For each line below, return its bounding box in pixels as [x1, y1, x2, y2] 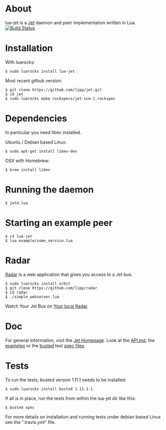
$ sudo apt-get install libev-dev [5, 149, 78, 154]
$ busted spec [5, 405, 35, 410]
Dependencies [5, 113, 67, 124]
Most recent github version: [5, 77, 63, 83]
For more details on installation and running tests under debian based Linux [5, 413, 161, 419]
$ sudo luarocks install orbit [5, 281, 71, 286]
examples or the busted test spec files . [5, 342, 86, 349]
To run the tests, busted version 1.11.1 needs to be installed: [5, 377, 126, 383]
